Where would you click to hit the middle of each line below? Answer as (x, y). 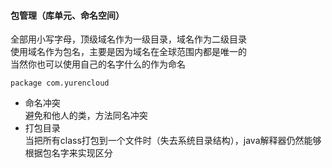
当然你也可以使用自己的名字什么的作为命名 (98, 64)
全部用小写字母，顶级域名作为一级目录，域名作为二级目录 (128, 39)
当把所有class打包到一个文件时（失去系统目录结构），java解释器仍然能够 (173, 141)
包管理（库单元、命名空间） (67, 15)
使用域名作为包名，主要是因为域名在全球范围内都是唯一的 (128, 52)
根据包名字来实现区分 (68, 153)
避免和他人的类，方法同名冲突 (86, 116)
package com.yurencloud (60, 83)
